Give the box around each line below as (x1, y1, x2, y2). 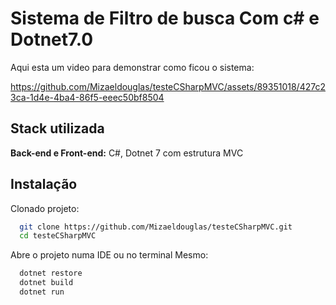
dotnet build (19, 278, 74, 288)
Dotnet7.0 (10, 28, 94, 51)
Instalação (10, 176, 78, 193)
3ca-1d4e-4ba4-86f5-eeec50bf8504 (10, 91, 165, 103)
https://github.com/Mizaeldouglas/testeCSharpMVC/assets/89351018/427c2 (10, 80, 326, 92)
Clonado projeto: (10, 202, 80, 214)
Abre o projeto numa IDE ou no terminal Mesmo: (10, 249, 209, 261)
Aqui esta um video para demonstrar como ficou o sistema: (10, 61, 255, 73)
